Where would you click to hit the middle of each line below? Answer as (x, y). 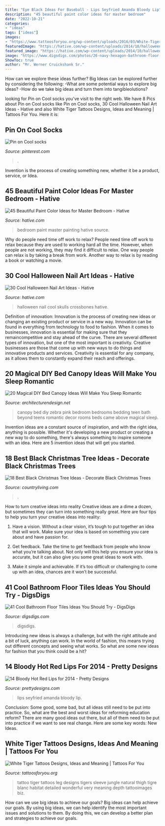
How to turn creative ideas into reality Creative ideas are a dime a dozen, (79, 507)
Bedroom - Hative (33, 199)
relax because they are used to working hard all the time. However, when (79, 244)
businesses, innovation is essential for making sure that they (66, 332)
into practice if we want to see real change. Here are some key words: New (81, 723)
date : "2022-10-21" (25, 19)
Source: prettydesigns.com (32, 688)
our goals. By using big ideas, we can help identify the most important (76, 808)
